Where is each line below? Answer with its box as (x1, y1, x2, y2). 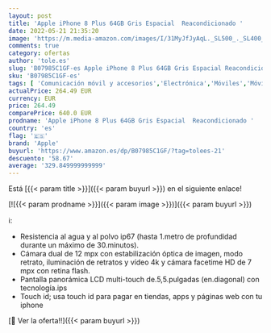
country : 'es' (8, 124, 56, 132)
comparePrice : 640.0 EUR (8, 110, 92, 118)
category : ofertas (8, 49, 70, 57)
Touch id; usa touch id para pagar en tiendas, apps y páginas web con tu (19, 292, 263, 302)
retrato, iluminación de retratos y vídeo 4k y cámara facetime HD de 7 (19, 257, 252, 267)
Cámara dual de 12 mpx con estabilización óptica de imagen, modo (19, 249, 244, 259)
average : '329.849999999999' (8, 162, 106, 170)
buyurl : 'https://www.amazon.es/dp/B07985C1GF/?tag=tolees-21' (8, 147, 226, 155)
